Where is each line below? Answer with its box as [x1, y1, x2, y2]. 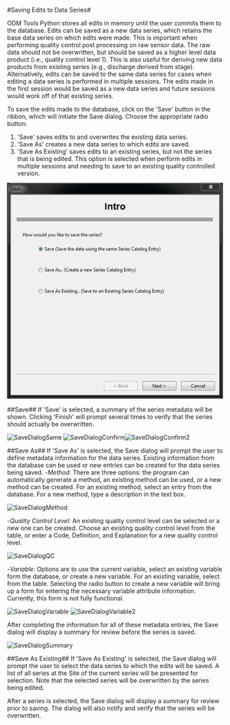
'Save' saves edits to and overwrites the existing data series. [16, 133, 188, 141]
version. [16, 169, 40, 177]
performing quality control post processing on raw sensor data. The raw [7, 41, 211, 49]
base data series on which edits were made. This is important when [7, 34, 198, 42]
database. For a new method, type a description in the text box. [7, 490, 186, 498]
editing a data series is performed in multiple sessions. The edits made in [7, 77, 214, 85]
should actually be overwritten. [7, 420, 94, 428]
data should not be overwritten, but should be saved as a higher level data [7, 48, 216, 56]
